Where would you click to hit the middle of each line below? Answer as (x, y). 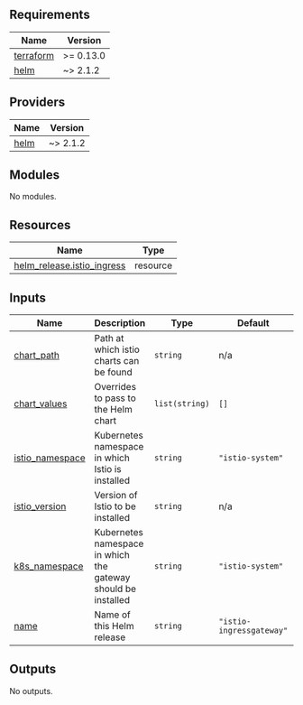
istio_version (40, 506)
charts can (117, 361)
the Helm (113, 410)
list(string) (182, 404)
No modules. (33, 197)
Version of (116, 496)
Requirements (50, 15)
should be (115, 589)
